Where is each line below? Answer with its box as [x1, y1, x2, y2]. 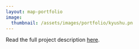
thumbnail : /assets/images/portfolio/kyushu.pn [11, 20, 134, 26]
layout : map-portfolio [5, 8, 63, 15]
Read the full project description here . [5, 36, 100, 44]
